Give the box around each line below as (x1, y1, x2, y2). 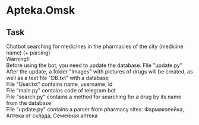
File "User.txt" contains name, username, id (6, 81, 113, 88)
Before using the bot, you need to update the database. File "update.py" (6, 62, 183, 69)
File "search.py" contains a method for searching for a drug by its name (6, 93, 182, 100)
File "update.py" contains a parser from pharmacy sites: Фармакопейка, (6, 106, 184, 113)
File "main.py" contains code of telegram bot (6, 87, 116, 94)
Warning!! (6, 56, 30, 62)
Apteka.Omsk (6, 4, 75, 17)
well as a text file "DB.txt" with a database (6, 75, 109, 81)
